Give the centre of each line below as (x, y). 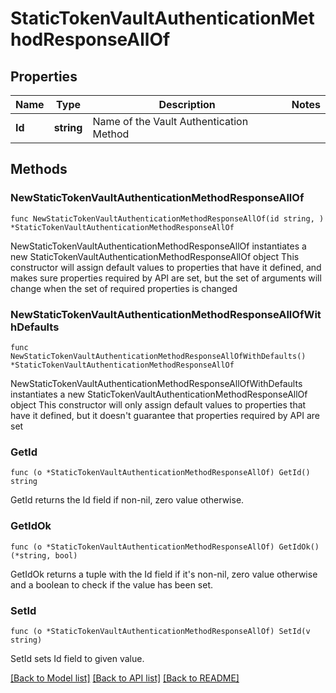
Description (187, 104)
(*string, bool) (44, 555)
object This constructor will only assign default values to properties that (158, 404)
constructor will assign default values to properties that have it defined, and (166, 267)
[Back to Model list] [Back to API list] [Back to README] (125, 678)
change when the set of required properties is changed (124, 288)
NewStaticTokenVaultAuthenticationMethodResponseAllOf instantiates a (158, 246)
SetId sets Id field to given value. (77, 658)
